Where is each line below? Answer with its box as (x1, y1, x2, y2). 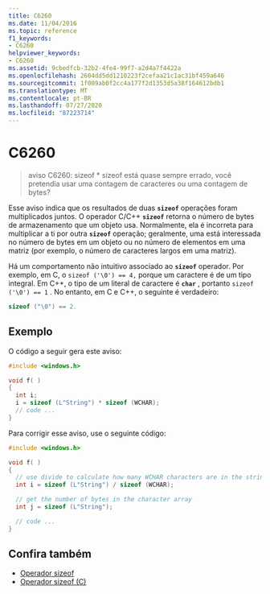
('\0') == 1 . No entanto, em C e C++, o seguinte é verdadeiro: (8, 287, 219, 296)
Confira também (8, 547, 92, 561)
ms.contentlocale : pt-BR (8, 94, 92, 102)
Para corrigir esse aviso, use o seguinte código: (8, 428, 166, 438)
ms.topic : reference (8, 27, 78, 35)
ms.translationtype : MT (8, 86, 88, 95)
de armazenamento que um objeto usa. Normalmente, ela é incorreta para (8, 220, 254, 229)
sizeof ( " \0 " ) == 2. (8, 303, 78, 311)
